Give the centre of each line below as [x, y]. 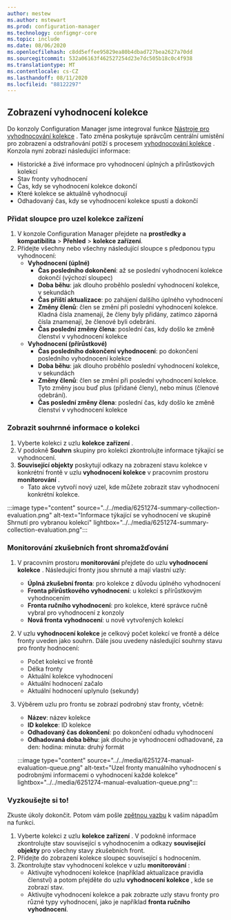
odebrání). [52, 395]
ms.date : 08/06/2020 [37, 46]
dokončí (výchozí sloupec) [75, 278]
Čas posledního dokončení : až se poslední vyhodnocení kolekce [130, 271]
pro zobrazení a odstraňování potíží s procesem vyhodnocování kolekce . [111, 144]
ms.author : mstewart [37, 20]
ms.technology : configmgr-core [52, 33]
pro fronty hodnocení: [48, 648]
